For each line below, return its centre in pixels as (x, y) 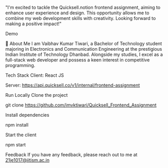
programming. (20, 65)
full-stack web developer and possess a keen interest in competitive (78, 60)
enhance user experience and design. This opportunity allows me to (77, 13)
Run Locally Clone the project (36, 95)
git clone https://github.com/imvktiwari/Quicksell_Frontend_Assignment (81, 105)
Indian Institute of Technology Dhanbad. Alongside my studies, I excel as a (84, 54)
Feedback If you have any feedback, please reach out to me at (71, 155)
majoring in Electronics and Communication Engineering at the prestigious (84, 49)
